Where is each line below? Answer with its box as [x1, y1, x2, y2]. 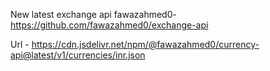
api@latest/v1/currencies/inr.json [10, 49, 146, 61]
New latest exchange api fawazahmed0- [10, 9, 177, 20]
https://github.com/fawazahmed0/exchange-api [10, 19, 209, 31]
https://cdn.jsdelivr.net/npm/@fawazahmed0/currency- [31, 39, 260, 50]
